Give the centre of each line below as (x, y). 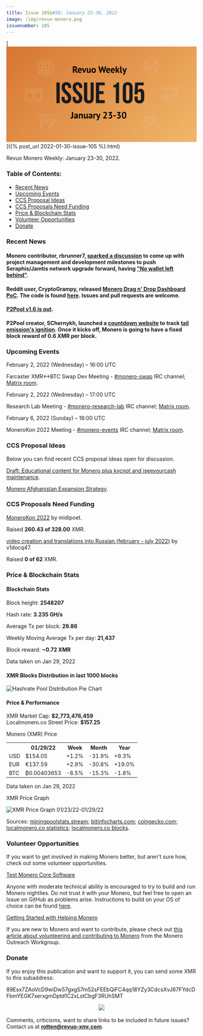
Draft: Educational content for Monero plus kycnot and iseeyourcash (91, 470)
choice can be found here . (39, 906)
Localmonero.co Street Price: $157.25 (53, 722)
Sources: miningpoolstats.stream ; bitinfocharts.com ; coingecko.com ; (92, 822)
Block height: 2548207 (35, 602)
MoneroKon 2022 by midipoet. (44, 517)
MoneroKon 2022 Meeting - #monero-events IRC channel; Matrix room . (95, 430)
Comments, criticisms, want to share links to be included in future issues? (98, 1020)
